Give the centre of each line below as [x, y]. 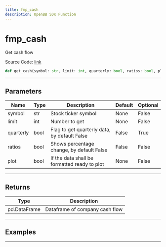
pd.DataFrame [24, 209]
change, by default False [79, 150]
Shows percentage [73, 144]
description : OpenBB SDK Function [41, 14]
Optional [148, 105]
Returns [18, 187]
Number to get [67, 122]
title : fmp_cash [22, 10]
